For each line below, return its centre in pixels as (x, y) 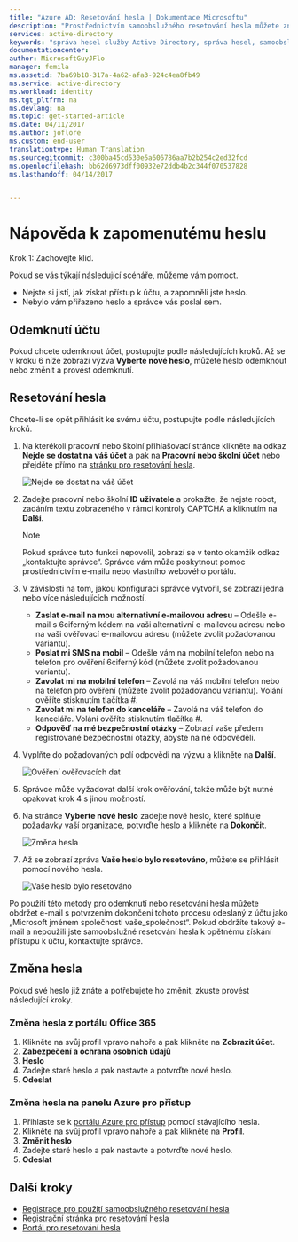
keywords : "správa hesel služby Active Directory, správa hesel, (132, 42)
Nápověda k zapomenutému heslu (138, 234)
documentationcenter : (49, 51)
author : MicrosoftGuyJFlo (57, 59)
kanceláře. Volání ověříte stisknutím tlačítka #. (119, 719)
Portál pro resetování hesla (71, 1228)
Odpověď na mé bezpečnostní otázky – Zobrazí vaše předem (149, 727)
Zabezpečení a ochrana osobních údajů (96, 1051)
